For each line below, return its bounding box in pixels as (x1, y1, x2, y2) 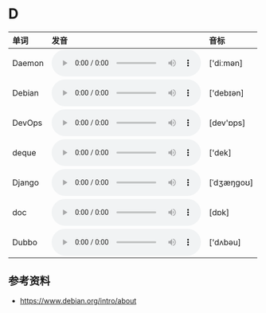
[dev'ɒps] (208, 117, 246, 128)
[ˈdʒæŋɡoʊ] (208, 177, 253, 188)
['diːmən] (208, 57, 243, 68)
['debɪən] (208, 87, 244, 98)
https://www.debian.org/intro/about (19, 295, 137, 305)
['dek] (208, 147, 232, 158)
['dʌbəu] (208, 237, 241, 248)
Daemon (12, 57, 44, 68)
